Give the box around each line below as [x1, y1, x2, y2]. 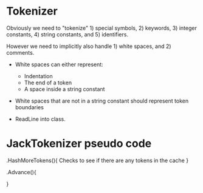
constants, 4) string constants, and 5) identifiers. [6, 30, 129, 38]
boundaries [15, 103, 44, 110]
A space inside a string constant [24, 85, 105, 92]
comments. [6, 49, 35, 56]
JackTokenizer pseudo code [6, 137, 152, 151]
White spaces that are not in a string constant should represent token [15, 97, 189, 104]
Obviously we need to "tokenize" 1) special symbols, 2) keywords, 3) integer [6, 24, 198, 32]
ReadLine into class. [15, 115, 66, 123]
